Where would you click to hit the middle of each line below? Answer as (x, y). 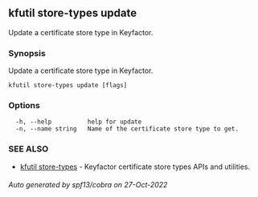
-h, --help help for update (79, 122)
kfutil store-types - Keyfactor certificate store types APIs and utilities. (135, 167)
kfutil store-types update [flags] (68, 86)
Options (24, 106)
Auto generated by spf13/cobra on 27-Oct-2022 (88, 185)
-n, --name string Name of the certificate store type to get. (127, 129)
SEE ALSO (29, 149)
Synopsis (27, 53)
